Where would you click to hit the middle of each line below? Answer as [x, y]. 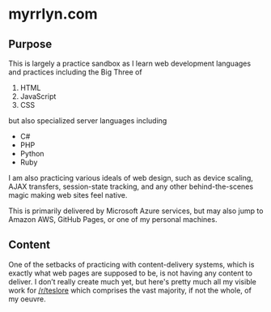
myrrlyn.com [53, 14]
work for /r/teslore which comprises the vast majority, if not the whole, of [130, 290]
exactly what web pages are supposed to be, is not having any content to [131, 273]
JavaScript [38, 96]
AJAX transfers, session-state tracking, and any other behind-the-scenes [131, 186]
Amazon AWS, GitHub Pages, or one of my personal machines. [113, 219]
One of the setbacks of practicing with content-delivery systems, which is [131, 264]
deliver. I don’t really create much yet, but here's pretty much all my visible [133, 281]
